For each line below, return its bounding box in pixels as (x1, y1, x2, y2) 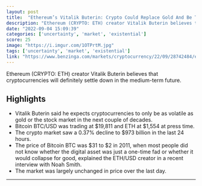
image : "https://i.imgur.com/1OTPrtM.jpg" (6, 43, 114, 49)
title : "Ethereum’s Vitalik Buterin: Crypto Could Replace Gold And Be (6, 14, 192, 20)
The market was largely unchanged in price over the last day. (14, 167, 167, 175)
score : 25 (6, 37, 31, 43)
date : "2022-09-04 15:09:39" (6, 25, 79, 32)
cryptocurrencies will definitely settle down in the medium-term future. (6, 76, 182, 84)
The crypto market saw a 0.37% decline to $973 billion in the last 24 (14, 129, 185, 136)
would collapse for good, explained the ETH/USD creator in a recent (14, 155, 183, 162)
